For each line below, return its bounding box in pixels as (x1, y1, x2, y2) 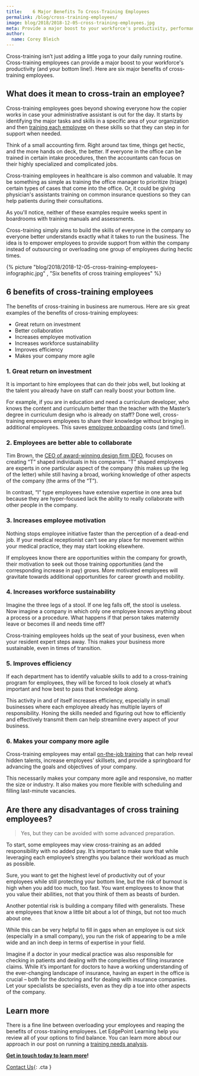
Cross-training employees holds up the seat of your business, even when (6, 632, 185, 639)
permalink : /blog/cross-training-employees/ (6, 14, 118, 20)
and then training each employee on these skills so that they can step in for (6, 123, 190, 131)
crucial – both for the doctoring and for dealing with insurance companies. (6, 976, 187, 983)
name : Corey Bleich (11, 36, 60, 42)
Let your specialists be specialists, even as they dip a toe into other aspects (6, 982, 191, 989)
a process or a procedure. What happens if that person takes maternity (6, 614, 179, 621)
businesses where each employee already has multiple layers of (6, 703, 163, 711)
